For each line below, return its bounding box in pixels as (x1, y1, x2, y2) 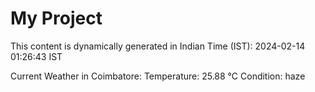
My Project (10, 7, 103, 30)
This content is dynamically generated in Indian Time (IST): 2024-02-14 (10, 40, 306, 52)
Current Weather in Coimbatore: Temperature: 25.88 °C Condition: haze (10, 70, 306, 82)
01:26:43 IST (10, 50, 63, 62)
